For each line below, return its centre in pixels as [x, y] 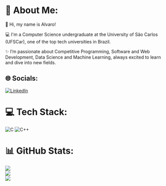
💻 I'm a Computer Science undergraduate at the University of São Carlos [81, 34]
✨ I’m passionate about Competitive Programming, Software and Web [78, 51]
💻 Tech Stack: [36, 112]
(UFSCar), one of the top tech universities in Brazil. [58, 41]
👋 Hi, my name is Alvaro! [31, 24]
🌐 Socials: [22, 79]
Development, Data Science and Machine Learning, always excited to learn [83, 57]
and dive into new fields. [31, 62]
